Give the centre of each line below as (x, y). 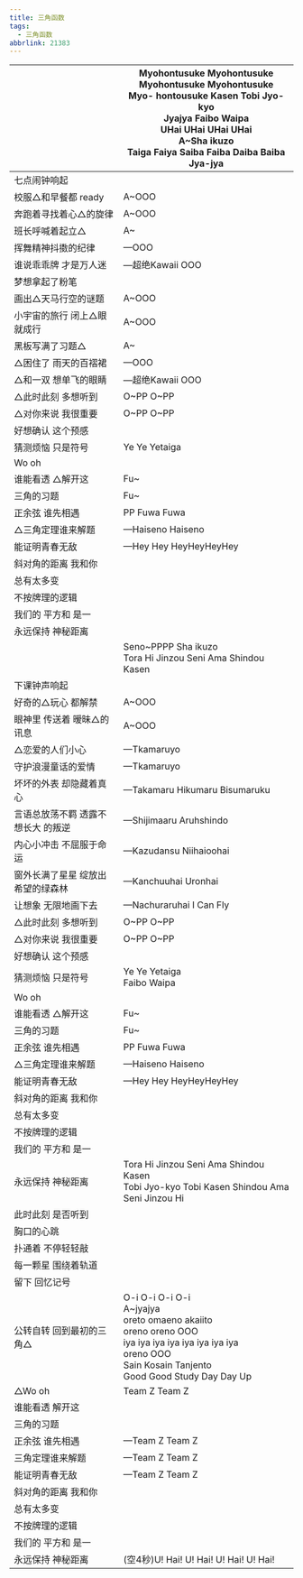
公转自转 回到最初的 (56, 1331)
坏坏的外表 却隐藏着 (56, 784)
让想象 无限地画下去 (56, 906)
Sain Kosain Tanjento (167, 1365)
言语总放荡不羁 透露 (56, 815)
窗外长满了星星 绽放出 (60, 875)
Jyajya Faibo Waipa (207, 118)
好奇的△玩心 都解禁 (56, 703)
